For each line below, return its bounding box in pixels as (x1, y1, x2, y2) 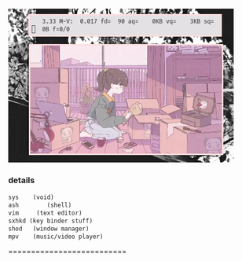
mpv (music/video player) (8, 233, 104, 241)
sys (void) (8, 193, 55, 201)
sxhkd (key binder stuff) (8, 217, 93, 225)
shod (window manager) (8, 225, 90, 233)
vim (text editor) (8, 209, 82, 217)
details (8, 175, 35, 186)
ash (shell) (8, 201, 72, 209)
